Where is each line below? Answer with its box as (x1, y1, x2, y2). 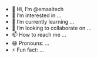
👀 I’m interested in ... (11, 12, 62, 19)
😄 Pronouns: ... (11, 40, 50, 47)
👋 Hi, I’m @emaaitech (11, 6, 63, 12)
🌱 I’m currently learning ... (11, 18, 75, 25)
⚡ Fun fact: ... (11, 46, 44, 53)
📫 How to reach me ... (11, 31, 66, 38)
